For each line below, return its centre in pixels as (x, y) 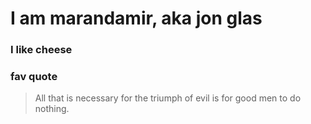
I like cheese (41, 50)
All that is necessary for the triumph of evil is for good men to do (168, 98)
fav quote (34, 77)
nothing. (52, 109)
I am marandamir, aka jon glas (136, 18)
